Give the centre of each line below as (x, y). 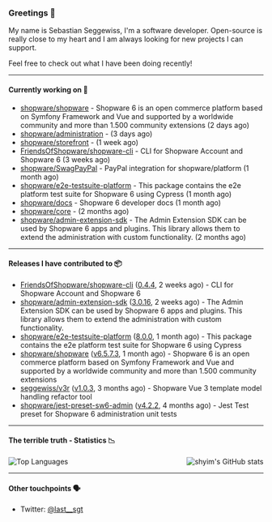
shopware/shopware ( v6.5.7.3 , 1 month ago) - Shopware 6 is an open (135, 353)
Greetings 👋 (32, 13)
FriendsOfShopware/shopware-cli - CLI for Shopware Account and (132, 151)
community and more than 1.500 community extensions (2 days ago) (134, 125)
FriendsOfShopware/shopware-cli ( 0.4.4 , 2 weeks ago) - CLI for (127, 285)
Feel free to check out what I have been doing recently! (100, 63)
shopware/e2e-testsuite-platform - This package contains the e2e (130, 185)
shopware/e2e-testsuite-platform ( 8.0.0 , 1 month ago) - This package (136, 336)
